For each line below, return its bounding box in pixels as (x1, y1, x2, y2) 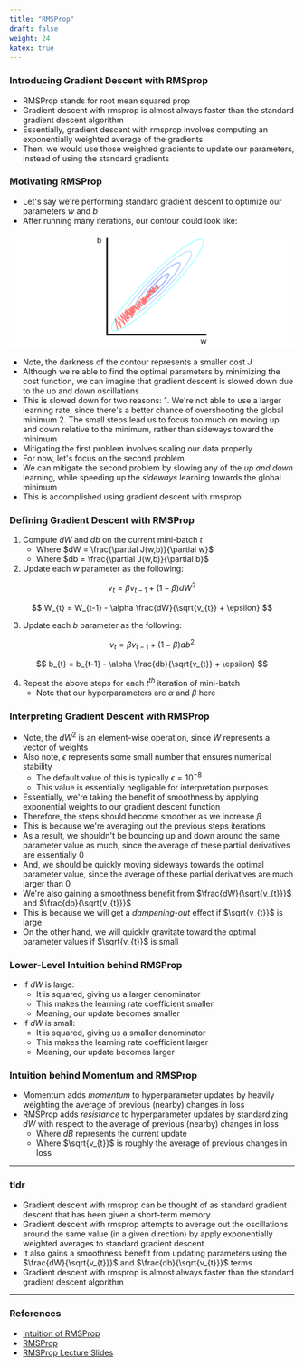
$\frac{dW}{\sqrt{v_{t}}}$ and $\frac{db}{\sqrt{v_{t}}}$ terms (22, 1256, 252, 1268)
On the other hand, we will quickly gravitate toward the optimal (22, 926, 256, 937)
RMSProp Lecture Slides (22, 1347, 114, 1358)
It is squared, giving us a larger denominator (35, 988, 201, 999)
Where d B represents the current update (35, 1129, 187, 1139)
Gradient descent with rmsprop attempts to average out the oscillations (22, 1218, 289, 1229)
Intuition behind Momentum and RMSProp (9, 1069, 197, 1081)
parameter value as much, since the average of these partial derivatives (22, 839, 291, 850)
